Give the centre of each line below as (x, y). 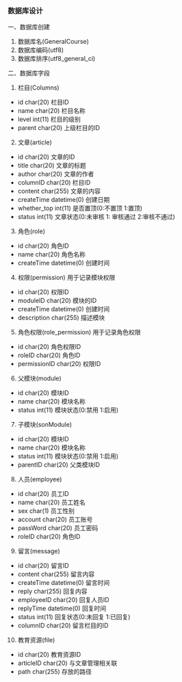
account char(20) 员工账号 (55, 520)
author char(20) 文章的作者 (56, 174)
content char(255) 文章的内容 (59, 191)
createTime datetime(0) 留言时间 (64, 583)
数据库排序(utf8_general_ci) (56, 59)
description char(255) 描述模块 (61, 318)
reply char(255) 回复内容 (52, 591)
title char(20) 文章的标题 (52, 166)
